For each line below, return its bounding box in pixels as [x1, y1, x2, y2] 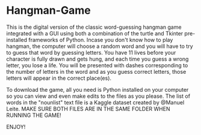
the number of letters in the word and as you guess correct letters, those [6, 68, 187, 75]
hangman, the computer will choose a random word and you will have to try [6, 43, 194, 50]
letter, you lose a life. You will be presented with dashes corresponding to [6, 61, 188, 69]
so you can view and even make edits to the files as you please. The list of [6, 92, 191, 100]
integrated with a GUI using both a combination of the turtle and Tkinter [6, 29, 184, 37]
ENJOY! [6, 123, 26, 130]
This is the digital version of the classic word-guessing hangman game [6, 23, 182, 31]
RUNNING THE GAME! [6, 112, 61, 119]
